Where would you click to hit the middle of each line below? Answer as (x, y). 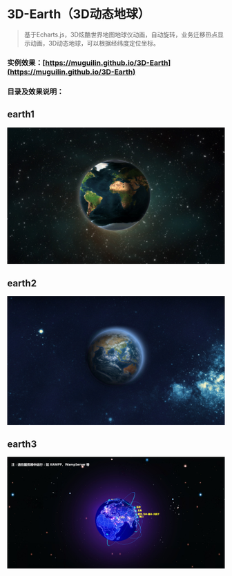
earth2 (22, 283)
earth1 (21, 115)
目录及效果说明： (36, 92)
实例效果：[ (26, 63)
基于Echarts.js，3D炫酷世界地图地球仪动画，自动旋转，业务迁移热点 (121, 34)
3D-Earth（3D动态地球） (79, 14)
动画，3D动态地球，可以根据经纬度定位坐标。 (95, 43)
